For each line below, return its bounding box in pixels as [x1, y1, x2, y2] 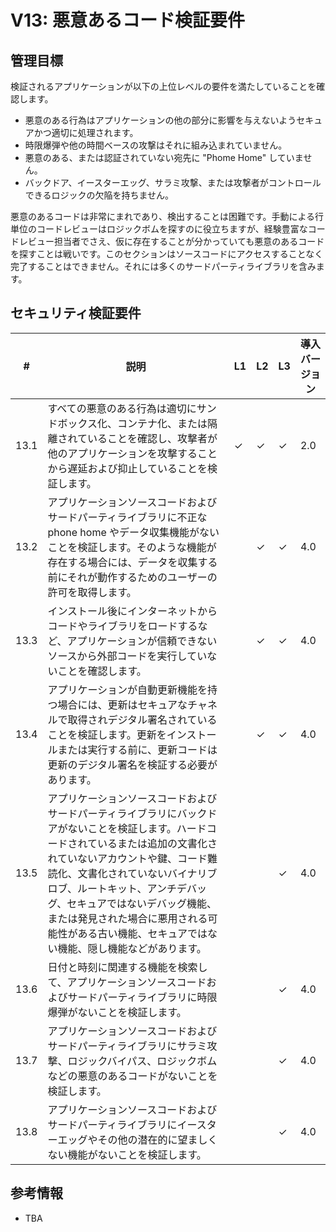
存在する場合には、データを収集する [47, 555, 218, 569]
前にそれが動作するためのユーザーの [47, 570, 218, 584]
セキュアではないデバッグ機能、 [66, 896, 217, 910]
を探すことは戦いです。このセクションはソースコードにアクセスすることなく [10, 248, 324, 260]
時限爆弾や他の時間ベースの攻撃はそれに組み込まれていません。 [24, 139, 288, 151]
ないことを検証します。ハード [67, 821, 207, 835]
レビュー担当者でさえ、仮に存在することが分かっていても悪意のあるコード [18, 236, 325, 247]
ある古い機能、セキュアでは [77, 926, 208, 940]
